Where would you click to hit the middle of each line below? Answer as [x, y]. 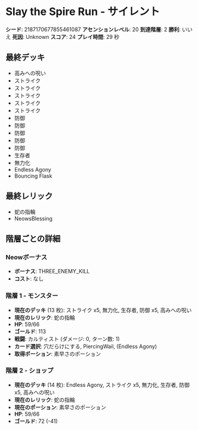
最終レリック [29, 196]
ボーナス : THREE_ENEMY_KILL [52, 272]
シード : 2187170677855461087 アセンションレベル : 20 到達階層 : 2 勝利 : [93, 29]
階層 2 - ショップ [30, 371]
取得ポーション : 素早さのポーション [58, 353]
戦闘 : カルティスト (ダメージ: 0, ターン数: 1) [67, 338]
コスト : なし [29, 279]
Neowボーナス [27, 257]
